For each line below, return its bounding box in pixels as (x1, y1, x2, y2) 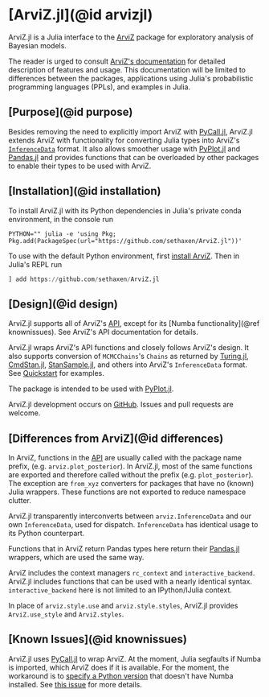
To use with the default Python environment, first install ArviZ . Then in (8, 251, 240, 261)
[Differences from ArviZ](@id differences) (8, 431, 224, 445)
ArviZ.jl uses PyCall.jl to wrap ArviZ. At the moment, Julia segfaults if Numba (8, 654, 262, 663)
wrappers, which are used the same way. (8, 553, 145, 563)
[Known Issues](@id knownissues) (8, 633, 187, 646)
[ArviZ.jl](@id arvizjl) (8, 6, 153, 24)
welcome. (8, 408, 41, 418)
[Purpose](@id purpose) (8, 105, 133, 119)
